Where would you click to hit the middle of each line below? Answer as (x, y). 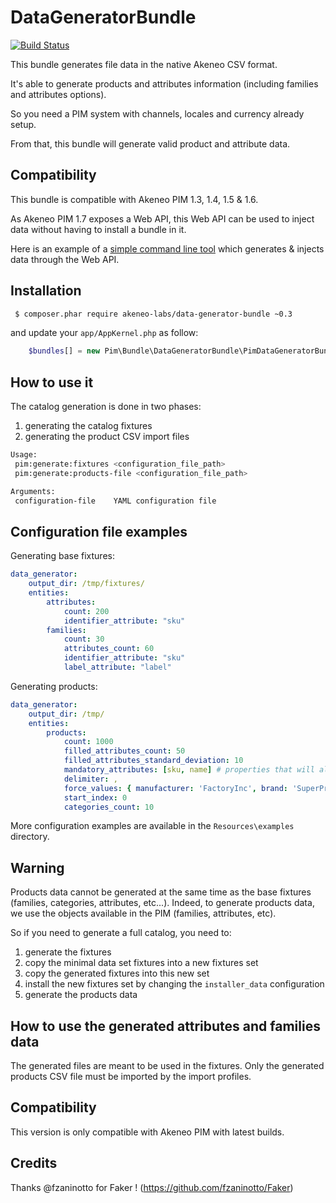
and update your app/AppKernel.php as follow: (104, 333)
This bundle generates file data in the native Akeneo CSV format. (144, 64)
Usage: (24, 455)
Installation (46, 291)
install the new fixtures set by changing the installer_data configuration (174, 984)
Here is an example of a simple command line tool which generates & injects (167, 248)
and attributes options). (58, 94)
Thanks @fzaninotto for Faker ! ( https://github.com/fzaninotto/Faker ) (152, 1187)
